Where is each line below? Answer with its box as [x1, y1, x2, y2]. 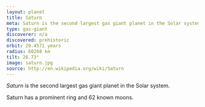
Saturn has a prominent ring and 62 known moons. [6, 94, 134, 101]
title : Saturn [6, 15, 43, 21]
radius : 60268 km [6, 49, 51, 55]
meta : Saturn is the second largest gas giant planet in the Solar [6, 20, 182, 26]
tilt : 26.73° [6, 54, 40, 60]
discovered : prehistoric [6, 37, 70, 43]
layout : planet [6, 9, 45, 15]
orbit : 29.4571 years [6, 43, 62, 49]
